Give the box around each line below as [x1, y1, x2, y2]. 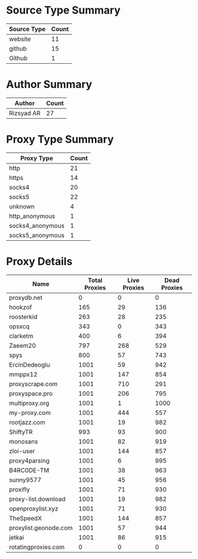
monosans [9, 437, 38, 446]
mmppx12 [9, 370, 38, 378]
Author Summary [6, 78, 93, 91]
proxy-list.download [9, 495, 66, 503]
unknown [9, 202, 35, 210]
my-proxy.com [9, 408, 51, 417]
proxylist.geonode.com [9, 524, 73, 532]
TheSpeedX [9, 514, 42, 522]
